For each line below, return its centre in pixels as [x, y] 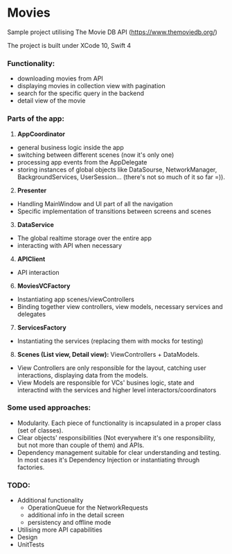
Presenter [32, 190]
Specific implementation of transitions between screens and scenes [114, 211]
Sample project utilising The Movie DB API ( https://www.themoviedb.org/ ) [113, 32]
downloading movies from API [60, 78]
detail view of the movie [51, 101]
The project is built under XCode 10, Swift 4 [69, 45]
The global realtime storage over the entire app [84, 238]
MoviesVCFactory [44, 285]
